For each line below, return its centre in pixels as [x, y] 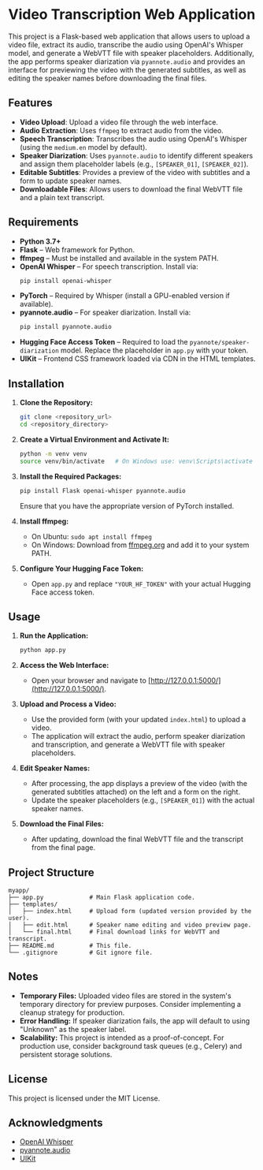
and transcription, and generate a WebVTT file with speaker [128, 745]
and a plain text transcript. [62, 197]
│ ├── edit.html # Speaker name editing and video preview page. [130, 925]
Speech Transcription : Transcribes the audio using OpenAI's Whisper [133, 139]
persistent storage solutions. [66, 1054]
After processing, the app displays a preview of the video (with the [139, 784]
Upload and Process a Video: [68, 704]
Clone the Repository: [56, 403]
